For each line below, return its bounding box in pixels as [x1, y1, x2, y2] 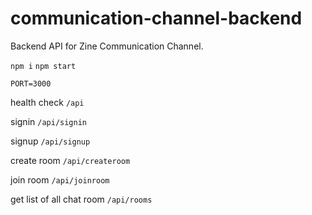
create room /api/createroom [10, 154, 131, 166]
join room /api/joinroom [10, 173, 110, 186]
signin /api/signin [10, 115, 87, 127]
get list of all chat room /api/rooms [10, 193, 153, 205]
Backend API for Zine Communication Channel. [10, 40, 204, 52]
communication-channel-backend [10, 7, 303, 30]
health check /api [10, 96, 85, 108]
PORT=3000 [10, 78, 52, 89]
